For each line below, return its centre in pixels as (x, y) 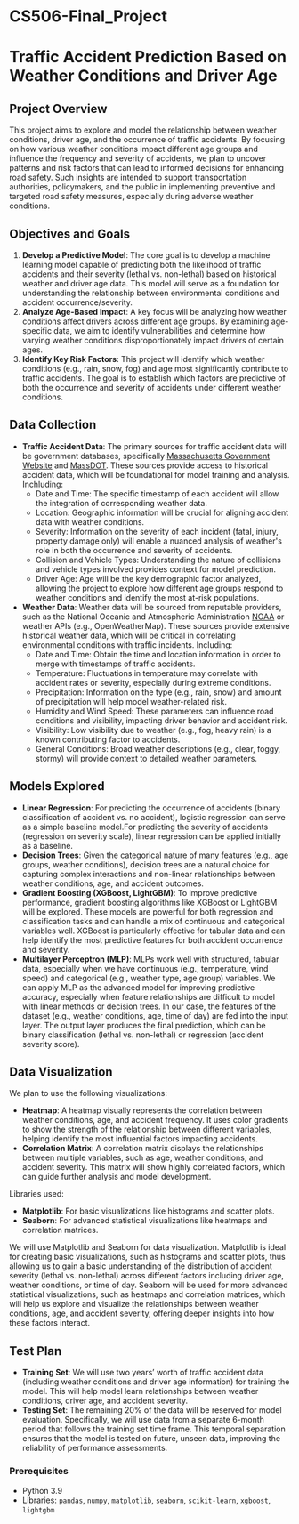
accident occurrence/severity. (77, 302)
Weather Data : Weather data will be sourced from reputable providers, (152, 607)
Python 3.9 (42, 1490)
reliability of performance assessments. (95, 1448)
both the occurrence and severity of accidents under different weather (152, 387)
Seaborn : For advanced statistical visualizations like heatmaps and (145, 1221)
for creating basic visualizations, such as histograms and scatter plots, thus (148, 1257)
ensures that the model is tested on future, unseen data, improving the (151, 1439)
